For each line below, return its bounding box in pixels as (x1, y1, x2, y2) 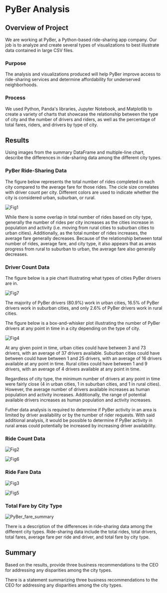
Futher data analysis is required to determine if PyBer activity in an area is (5, 407, 157, 412)
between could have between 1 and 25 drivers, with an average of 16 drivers (5, 355, 162, 361)
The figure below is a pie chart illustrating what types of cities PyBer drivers (5, 275, 161, 281)
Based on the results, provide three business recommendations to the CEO (5, 561, 159, 567)
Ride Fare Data (5, 469, 41, 476)
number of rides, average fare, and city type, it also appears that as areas (5, 240, 157, 246)
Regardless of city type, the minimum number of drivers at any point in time (5, 376, 161, 381)
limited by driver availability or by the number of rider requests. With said (5, 412, 155, 418)
